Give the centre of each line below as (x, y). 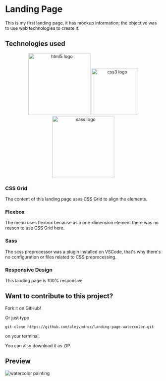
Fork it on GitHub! (23, 308)
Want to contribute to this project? (59, 296)
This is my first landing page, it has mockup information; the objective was (81, 23)
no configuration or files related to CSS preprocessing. (61, 257)
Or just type (17, 317)
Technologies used (35, 44)
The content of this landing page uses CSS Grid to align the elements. (76, 199)
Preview (18, 361)
